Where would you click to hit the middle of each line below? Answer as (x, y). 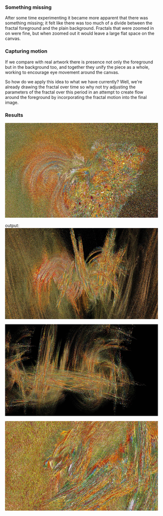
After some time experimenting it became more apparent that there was (77, 18)
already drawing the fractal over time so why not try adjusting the (70, 87)
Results (14, 115)
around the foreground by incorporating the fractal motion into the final (76, 97)
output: (12, 225)
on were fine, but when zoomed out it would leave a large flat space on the (80, 34)
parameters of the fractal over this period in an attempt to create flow (74, 92)
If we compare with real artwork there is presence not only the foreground (79, 62)
